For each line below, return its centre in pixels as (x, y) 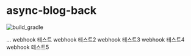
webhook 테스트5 (28, 47)
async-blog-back (51, 11)
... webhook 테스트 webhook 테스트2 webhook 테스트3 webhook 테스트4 (95, 39)
